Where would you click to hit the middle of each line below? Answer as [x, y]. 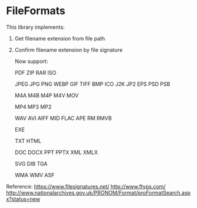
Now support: [31, 61]
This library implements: [35, 27]
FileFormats [36, 11]
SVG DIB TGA [31, 163]
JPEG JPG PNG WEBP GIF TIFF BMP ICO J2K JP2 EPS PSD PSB [92, 84]
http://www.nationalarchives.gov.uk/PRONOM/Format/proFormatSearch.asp [98, 193]
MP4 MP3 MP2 [33, 106]
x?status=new [23, 199]
